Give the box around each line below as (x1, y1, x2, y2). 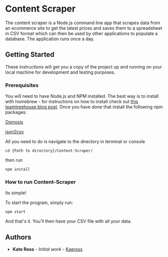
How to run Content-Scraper (5, 178, 76, 185)
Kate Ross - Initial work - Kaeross (12, 246, 83, 252)
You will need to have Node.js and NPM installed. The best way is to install (5, 93, 159, 99)
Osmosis (5, 119, 24, 125)
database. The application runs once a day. (5, 36, 95, 42)
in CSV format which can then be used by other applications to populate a (5, 30, 158, 36)
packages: (5, 109, 27, 115)
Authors (5, 233, 32, 241)
